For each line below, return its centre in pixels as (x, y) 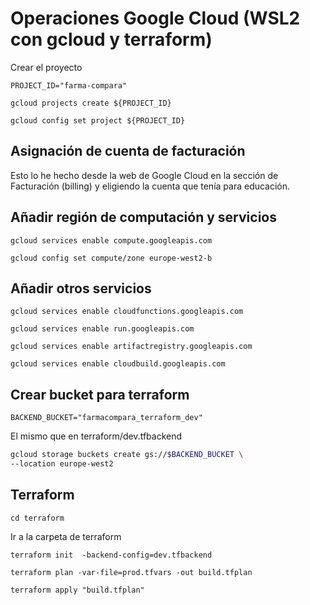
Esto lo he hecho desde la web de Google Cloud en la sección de (144, 175)
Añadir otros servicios (81, 288)
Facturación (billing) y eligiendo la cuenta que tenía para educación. (150, 186)
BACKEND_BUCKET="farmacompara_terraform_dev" (106, 418)
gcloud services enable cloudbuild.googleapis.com (118, 364)
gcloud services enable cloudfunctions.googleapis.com (127, 312)
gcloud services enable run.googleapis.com (102, 329)
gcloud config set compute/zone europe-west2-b (111, 258)
